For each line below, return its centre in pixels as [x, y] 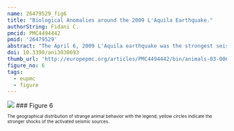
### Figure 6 [34, 106]
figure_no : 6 [26, 65]
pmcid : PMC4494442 [34, 33]
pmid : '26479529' [32, 40]
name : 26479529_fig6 [37, 14]
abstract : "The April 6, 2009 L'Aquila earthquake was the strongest [110, 46]
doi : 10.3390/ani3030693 [43, 53]
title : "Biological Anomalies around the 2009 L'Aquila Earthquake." [110, 20]
